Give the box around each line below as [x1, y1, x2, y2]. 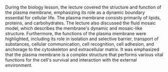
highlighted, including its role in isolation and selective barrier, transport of [5, 36, 159, 42]
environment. [5, 62, 33, 68]
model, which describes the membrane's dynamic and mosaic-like [5, 25, 143, 31]
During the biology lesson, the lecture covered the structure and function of [5, 4, 161, 10]
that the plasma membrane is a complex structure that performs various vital [5, 52, 163, 58]
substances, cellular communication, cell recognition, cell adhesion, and [5, 41, 154, 47]
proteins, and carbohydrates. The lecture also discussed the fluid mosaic [5, 20, 156, 26]
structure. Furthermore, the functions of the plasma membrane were [5, 31, 146, 36]
